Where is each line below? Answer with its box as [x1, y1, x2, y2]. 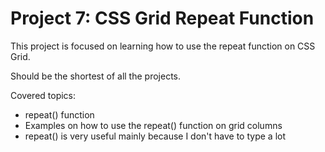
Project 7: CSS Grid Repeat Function [10, 7, 315, 30]
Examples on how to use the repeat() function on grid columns [24, 119, 283, 131]
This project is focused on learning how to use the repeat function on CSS [10, 40, 316, 52]
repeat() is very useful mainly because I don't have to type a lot [24, 130, 287, 142]
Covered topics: [10, 89, 77, 101]
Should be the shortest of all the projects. [10, 70, 182, 82]
